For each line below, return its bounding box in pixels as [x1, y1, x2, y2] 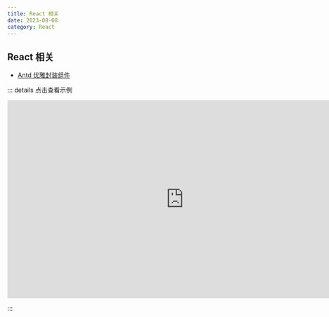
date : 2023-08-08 [7, 17, 58, 24]
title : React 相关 [7, 10, 59, 18]
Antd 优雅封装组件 [17, 71, 70, 79]
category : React [7, 23, 55, 30]
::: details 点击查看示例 [7, 86, 72, 95]
